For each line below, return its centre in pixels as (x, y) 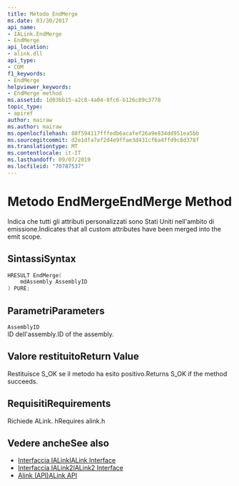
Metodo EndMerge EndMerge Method (120, 201)
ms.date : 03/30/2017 (38, 21)
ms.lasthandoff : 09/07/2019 (49, 160)
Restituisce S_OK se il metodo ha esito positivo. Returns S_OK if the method (117, 373)
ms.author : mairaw (35, 126)
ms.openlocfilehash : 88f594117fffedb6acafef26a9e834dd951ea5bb (103, 133)
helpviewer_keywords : (40, 87)
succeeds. (22, 381)
